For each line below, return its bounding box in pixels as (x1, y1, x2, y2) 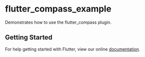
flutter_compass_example (5, 3, 112, 14)
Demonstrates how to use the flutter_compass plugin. (5, 19, 112, 25)
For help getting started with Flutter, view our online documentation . (5, 46, 140, 52)
